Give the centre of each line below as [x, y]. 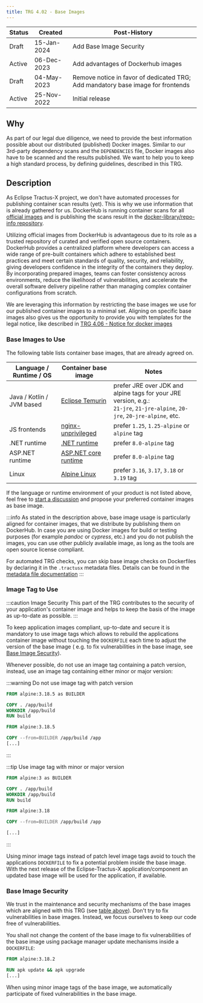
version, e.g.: [131, 400]
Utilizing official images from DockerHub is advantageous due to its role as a [101, 235]
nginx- [71, 425]
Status [19, 32]
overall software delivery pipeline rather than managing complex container [99, 286]
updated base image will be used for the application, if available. [86, 875]
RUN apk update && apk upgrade [46, 970]
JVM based [26, 404]
